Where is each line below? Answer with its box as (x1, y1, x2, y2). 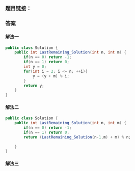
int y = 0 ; (23, 64, 47, 69)
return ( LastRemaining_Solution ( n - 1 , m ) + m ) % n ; (23, 134, 131, 139)
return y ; (23, 83, 44, 88)
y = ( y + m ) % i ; (32, 73, 70, 78)
